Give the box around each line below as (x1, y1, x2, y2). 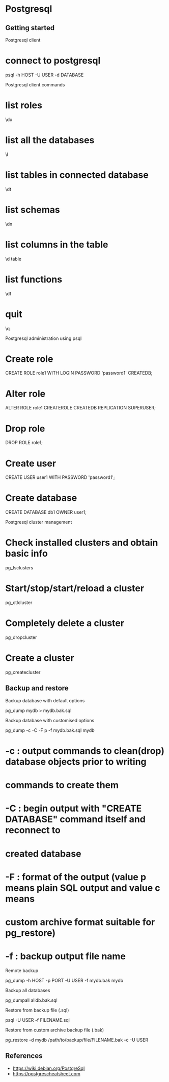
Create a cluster (5, 652, 75, 664)
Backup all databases (5, 987, 50, 993)
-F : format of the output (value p (5, 871, 147, 883)
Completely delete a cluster (5, 617, 125, 629)
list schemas (5, 204, 60, 215)
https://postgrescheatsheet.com (12, 1070, 80, 1076)
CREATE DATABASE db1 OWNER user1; (5, 509, 87, 515)
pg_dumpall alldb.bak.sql (5, 997, 58, 1003)
